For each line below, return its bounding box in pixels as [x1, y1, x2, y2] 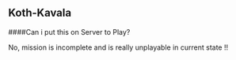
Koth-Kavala [8, 6, 72, 20]
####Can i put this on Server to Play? [8, 27, 131, 36]
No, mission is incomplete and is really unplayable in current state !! [8, 43, 229, 52]
